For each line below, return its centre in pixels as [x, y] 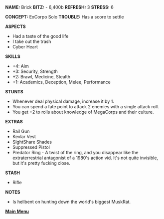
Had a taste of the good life [40, 36]
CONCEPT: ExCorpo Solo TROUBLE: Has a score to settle [65, 17]
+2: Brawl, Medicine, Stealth [41, 77]
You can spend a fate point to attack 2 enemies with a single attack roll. [86, 107]
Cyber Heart [25, 47]
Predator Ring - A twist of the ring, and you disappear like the [75, 152]
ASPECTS [15, 26]
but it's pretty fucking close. [41, 163]
